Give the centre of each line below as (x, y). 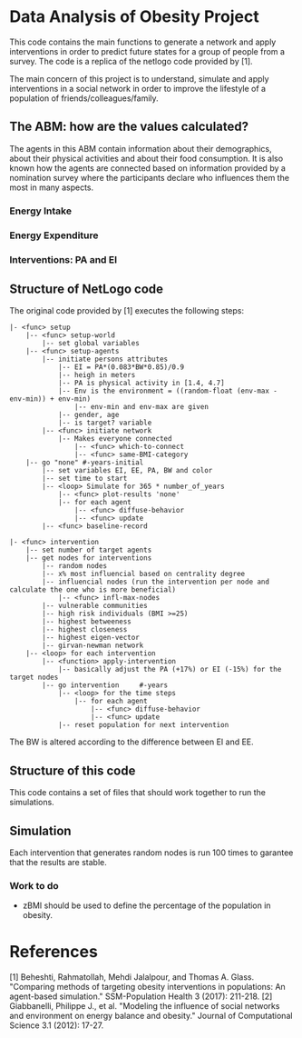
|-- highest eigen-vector (91, 638)
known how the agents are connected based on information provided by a (147, 168)
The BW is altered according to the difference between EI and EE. (132, 742)
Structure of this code (73, 770)
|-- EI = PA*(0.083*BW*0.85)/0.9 (121, 367)
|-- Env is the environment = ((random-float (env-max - (168, 391)
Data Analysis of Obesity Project (135, 17)
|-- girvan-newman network (93, 646)
